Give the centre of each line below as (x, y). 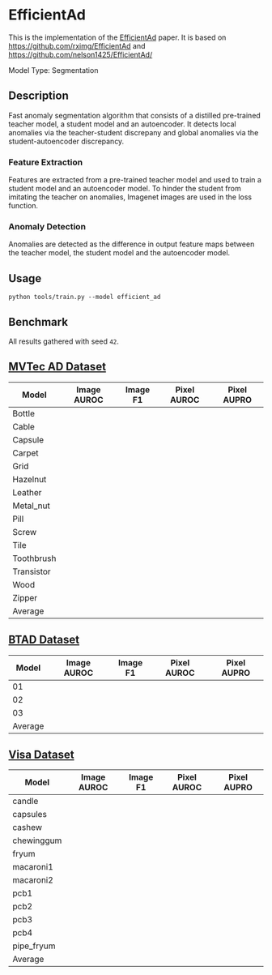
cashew (28, 827)
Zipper (25, 597)
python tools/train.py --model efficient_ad (85, 297)
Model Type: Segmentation (53, 70)
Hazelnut (30, 479)
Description (38, 96)
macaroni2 (33, 880)
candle (25, 802)
